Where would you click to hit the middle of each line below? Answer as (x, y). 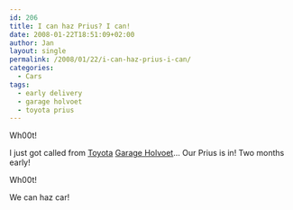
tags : (19, 85)
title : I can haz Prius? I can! (70, 26)
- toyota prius (46, 110)
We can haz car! (40, 197)
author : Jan (32, 43)
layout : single (38, 51)
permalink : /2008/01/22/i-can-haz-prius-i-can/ (101, 59)
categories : (32, 68)
